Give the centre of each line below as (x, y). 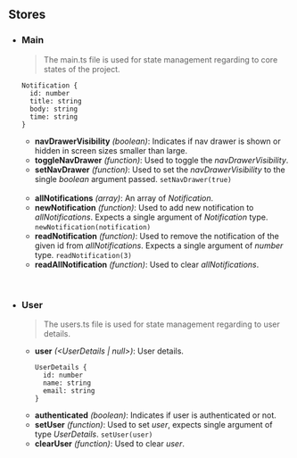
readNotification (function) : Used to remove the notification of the (157, 236)
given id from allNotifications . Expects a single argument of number (159, 246)
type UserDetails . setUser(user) (94, 434)
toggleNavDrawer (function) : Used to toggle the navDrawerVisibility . (161, 160)
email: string (69, 391)
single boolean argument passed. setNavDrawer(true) (133, 179)
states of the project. (82, 69)
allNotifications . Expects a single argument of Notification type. (151, 217)
